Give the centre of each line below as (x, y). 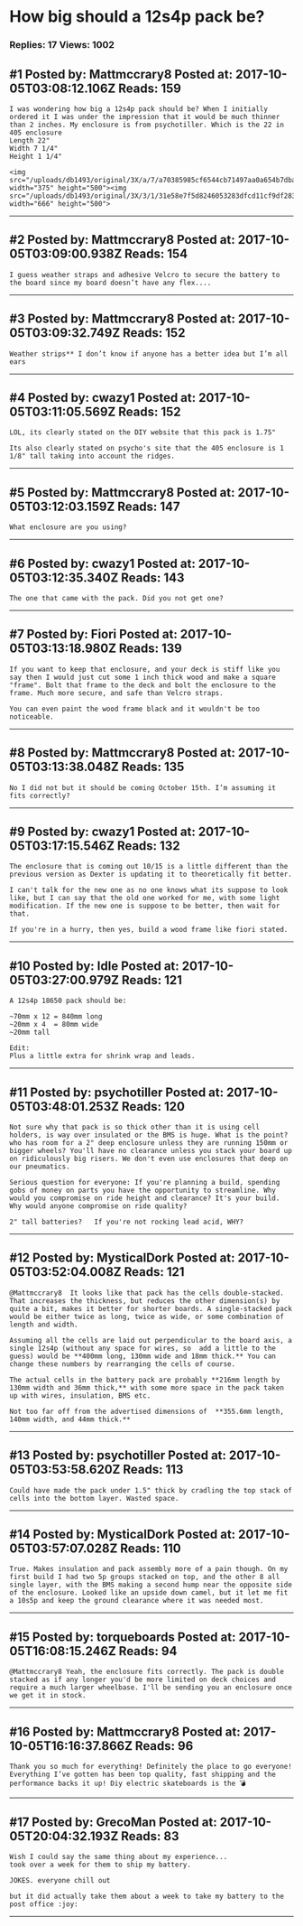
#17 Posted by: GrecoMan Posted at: (114, 1822)
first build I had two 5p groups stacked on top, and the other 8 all (145, 1577)
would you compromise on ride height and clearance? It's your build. (145, 1198)
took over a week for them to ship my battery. (101, 1865)
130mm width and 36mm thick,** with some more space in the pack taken (147, 1388)
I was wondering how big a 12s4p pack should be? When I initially (139, 109)
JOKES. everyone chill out (60, 1880)
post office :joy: (44, 1904)
